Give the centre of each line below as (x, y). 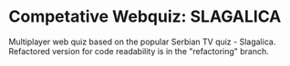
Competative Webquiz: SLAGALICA (145, 17)
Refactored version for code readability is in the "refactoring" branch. (139, 51)
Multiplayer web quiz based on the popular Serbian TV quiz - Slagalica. (142, 42)
